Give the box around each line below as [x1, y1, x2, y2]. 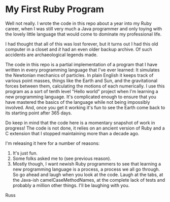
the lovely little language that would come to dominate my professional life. [5, 31, 162, 37]
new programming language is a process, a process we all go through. [12, 166, 160, 172]
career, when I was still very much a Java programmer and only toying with [5, 25, 162, 31]
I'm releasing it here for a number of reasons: [5, 140, 100, 146]
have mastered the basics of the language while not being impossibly [5, 99, 150, 105]
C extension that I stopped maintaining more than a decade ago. [5, 130, 140, 136]
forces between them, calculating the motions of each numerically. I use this [5, 83, 165, 89]
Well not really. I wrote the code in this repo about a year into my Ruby [5, 20, 152, 26]
